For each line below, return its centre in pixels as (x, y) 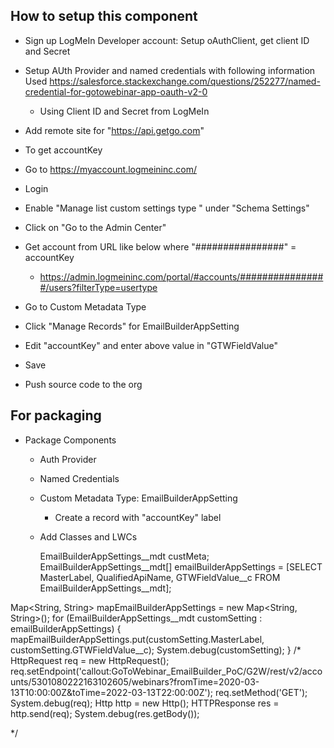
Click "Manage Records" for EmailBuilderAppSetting (132, 326)
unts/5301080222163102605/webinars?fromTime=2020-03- (135, 681)
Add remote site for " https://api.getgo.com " (114, 130)
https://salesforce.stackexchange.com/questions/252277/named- (185, 81)
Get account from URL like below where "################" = (160, 246)
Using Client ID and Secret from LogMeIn (124, 111)
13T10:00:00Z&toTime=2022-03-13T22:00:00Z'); (111, 692)
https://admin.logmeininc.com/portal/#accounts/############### (181, 276)
